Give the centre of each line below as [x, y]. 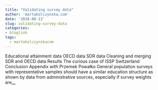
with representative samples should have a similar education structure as [79, 72]
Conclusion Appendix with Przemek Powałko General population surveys [79, 66]
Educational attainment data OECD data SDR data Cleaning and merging [78, 56]
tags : [11, 38]
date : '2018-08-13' [25, 19]
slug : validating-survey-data [36, 23]
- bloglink [16, 33]
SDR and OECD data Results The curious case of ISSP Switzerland [72, 61]
